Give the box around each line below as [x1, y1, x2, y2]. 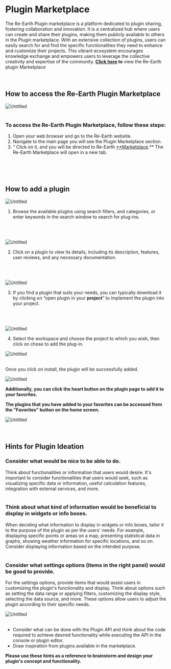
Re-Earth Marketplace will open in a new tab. [12, 149, 107, 155]
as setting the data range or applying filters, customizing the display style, [5, 590, 161, 596]
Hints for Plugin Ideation [5, 442, 84, 451]
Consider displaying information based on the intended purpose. [5, 543, 141, 549]
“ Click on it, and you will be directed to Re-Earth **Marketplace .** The [12, 144, 163, 150]
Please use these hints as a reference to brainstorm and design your [5, 653, 153, 659]
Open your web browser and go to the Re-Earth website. [12, 133, 132, 139]
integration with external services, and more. [5, 486, 100, 492]
